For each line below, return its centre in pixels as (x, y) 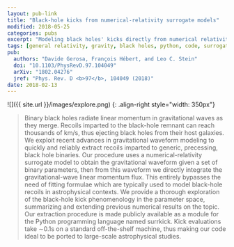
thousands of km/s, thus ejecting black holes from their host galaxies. (124, 133)
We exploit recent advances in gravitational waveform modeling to (119, 141)
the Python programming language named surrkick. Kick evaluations (123, 222)
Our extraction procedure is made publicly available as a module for (122, 214)
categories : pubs (32, 33)
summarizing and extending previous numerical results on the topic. (122, 207)
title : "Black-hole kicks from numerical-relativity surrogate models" (113, 20)
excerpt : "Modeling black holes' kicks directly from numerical (102, 40)
